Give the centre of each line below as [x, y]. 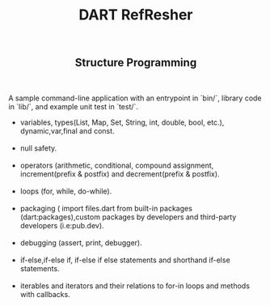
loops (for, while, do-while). [66, 191]
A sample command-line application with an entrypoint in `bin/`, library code [135, 98]
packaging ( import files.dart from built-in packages [106, 208]
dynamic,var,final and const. [67, 130]
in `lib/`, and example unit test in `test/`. [74, 106]
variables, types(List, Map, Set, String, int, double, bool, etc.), [122, 122]
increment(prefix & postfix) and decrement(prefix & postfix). [120, 174]
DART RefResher [136, 15]
